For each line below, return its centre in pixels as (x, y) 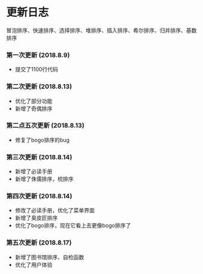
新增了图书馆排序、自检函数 (50, 257)
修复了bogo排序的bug (42, 140)
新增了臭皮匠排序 (36, 218)
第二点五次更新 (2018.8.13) (45, 126)
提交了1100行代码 (37, 70)
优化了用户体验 (34, 264)
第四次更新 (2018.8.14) (39, 196)
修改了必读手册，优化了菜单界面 (55, 210)
